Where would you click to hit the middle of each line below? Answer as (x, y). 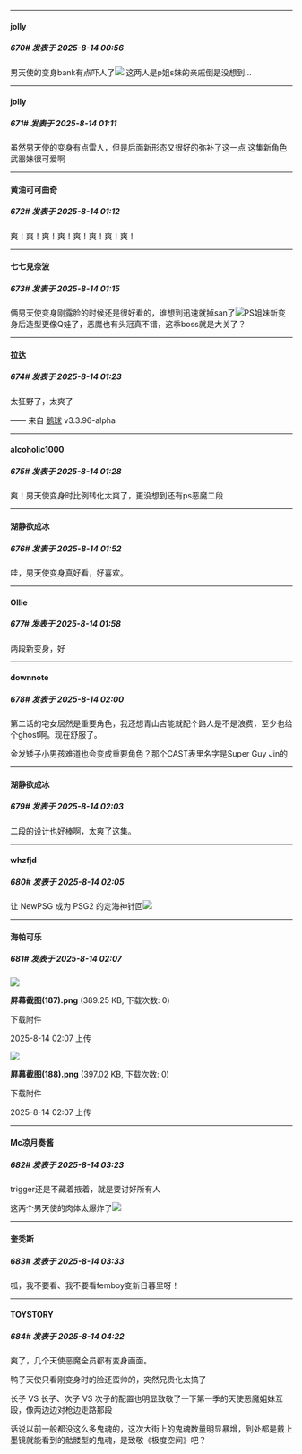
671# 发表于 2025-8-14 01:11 (64, 123)
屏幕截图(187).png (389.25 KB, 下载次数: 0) (90, 1000)
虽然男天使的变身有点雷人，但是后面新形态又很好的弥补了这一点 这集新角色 (149, 148)
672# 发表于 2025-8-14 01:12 (65, 212)
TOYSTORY (32, 1315)
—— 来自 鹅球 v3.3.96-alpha (63, 420)
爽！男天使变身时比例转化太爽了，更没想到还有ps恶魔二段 (116, 496)
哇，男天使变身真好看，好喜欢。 (69, 572)
